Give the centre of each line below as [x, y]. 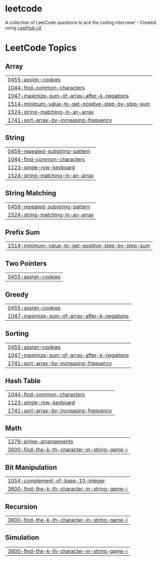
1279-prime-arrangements [40, 441]
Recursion [21, 506]
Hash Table [23, 381]
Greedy [17, 294]
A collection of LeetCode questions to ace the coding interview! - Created [81, 22]
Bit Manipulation [31, 467]
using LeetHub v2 [23, 27]
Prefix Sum [23, 232]
